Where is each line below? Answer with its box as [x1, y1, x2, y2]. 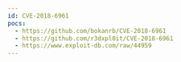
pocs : [7, 19, 26, 27]
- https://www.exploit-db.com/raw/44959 [14, 42, 152, 50]
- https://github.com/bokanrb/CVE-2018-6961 [14, 27, 167, 35]
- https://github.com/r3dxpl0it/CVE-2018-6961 [14, 34, 174, 43]
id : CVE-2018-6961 [7, 11, 69, 20]
